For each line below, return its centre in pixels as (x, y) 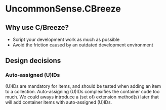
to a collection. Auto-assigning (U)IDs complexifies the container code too (82, 91)
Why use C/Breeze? (37, 27)
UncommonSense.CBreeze (63, 9)
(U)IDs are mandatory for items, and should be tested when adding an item (83, 86)
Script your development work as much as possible (66, 39)
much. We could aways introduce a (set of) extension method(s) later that (82, 97)
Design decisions (33, 61)
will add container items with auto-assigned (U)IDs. (59, 102)
